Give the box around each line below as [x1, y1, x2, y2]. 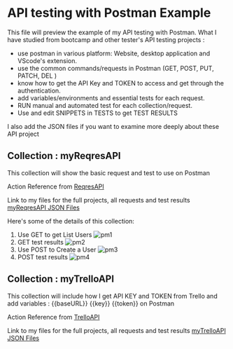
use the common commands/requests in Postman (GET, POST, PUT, [17, 64, 215, 72]
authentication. [17, 86, 61, 95]
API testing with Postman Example [7, 5, 211, 21]
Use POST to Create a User [17, 245, 97, 254]
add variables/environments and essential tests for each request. [17, 93, 205, 102]
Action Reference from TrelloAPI [7, 313, 100, 321]
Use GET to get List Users [17, 230, 92, 239]
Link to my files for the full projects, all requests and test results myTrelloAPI [7, 326, 226, 334]
